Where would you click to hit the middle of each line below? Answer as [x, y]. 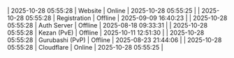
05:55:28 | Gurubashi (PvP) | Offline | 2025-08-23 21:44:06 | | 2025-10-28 [115, 40]
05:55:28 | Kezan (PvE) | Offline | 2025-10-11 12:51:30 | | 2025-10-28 [106, 32]
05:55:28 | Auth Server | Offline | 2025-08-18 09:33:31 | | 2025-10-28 [108, 25]
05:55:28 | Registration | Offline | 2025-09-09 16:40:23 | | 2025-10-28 [126, 18]
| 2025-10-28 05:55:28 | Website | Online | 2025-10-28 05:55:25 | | [104, 11]
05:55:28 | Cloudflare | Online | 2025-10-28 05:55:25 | [85, 47]
